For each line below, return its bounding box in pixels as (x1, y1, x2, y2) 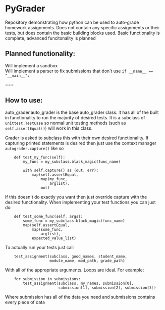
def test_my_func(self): (14, 155, 65, 160)
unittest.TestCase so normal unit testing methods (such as (5, 120, 126, 126)
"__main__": (5, 73, 30, 78)
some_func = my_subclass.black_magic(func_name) (23, 218, 125, 223)
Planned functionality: (5, 50, 75, 58)
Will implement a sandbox (5, 62, 58, 68)
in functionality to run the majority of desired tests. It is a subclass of (5, 114, 145, 120)
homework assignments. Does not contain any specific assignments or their (5, 24, 160, 30)
